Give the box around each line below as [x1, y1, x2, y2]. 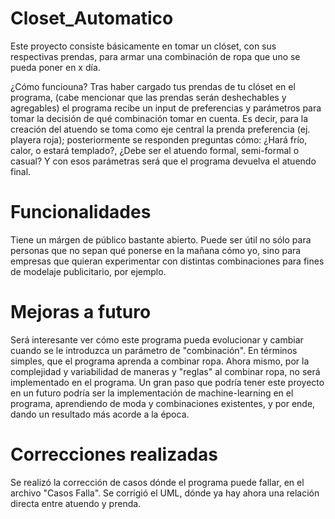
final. [10, 165, 32, 177]
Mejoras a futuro [10, 301, 152, 324]
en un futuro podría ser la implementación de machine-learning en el [10, 387, 294, 399]
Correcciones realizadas [10, 443, 219, 466]
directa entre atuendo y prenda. [10, 497, 142, 509]
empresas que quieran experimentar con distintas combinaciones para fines [10, 255, 325, 267]
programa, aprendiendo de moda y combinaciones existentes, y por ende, [10, 397, 316, 409]
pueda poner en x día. [10, 61, 101, 73]
